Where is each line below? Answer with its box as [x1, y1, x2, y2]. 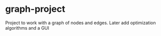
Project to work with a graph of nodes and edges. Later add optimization [5, 20, 156, 26]
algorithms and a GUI [5, 25, 49, 31]
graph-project [5, 3, 66, 15]
